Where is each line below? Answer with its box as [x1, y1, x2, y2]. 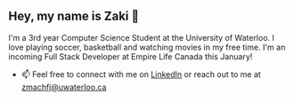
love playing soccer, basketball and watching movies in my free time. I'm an [8, 42, 286, 52]
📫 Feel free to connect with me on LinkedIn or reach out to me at [20, 68, 262, 80]
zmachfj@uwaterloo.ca [20, 82, 107, 92]
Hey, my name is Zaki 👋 [8, 9, 140, 24]
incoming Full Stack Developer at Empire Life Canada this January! [8, 50, 253, 62]
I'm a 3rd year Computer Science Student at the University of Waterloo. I [8, 32, 275, 43]
